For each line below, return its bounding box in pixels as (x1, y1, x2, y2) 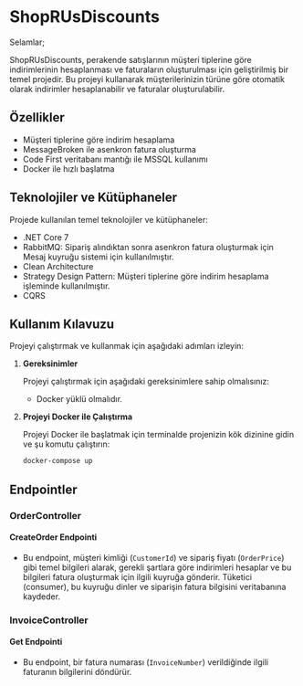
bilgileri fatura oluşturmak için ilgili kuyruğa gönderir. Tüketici (22, 571, 253, 582)
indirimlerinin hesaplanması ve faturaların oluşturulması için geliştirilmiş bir (9, 64, 289, 75)
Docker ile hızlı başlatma (22, 163, 115, 174)
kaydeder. (22, 591, 61, 602)
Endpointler (9, 481, 78, 497)
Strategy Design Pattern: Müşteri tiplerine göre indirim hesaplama (22, 270, 269, 281)
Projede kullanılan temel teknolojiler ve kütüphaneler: (9, 214, 208, 225)
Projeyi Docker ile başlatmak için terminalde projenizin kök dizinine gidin (22, 429, 295, 440)
